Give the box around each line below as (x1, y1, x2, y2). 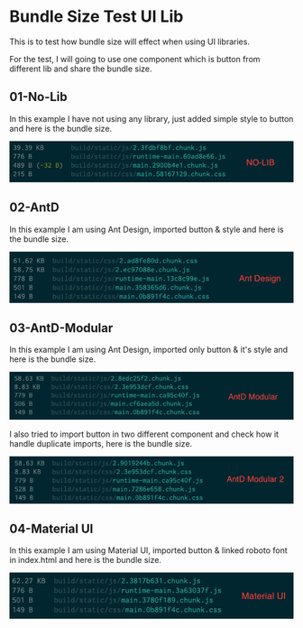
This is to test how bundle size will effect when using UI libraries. (9, 36, 251, 47)
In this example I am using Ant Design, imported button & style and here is (9, 224, 284, 235)
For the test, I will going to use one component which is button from (9, 53, 261, 64)
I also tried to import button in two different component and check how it (9, 429, 280, 439)
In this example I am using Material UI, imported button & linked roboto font (9, 545, 289, 556)
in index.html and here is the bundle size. (9, 555, 162, 566)
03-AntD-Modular (9, 320, 114, 336)
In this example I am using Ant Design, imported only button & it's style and (9, 345, 289, 356)
